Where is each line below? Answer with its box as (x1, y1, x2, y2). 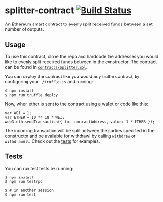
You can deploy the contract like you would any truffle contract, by (5, 74, 140, 79)
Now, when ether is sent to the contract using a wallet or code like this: (5, 101, 149, 107)
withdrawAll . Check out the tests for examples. (5, 138, 100, 144)
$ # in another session (5, 188, 54, 193)
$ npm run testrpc (5, 179, 43, 184)
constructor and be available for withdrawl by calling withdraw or (5, 133, 136, 139)
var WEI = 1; (5, 110, 32, 115)
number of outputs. (5, 26, 44, 32)
